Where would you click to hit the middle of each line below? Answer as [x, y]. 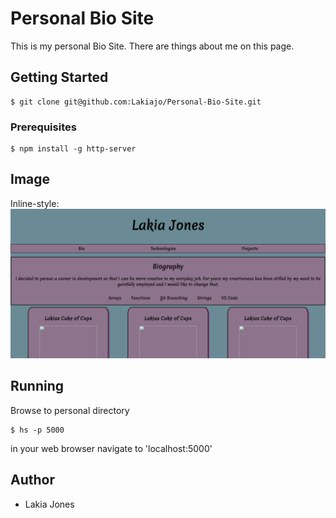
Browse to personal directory [70, 410]
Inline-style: [35, 203]
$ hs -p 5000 [37, 430]
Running [37, 386]
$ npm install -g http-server [73, 149]
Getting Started [59, 77]
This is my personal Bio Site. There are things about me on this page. [152, 46]
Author [32, 480]
